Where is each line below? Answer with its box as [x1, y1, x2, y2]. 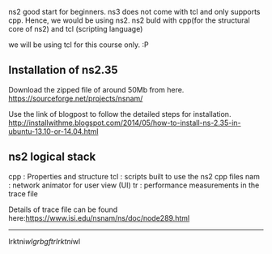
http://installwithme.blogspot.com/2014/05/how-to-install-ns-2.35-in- [8, 118, 241, 127]
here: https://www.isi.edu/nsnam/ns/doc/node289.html [8, 213, 190, 222]
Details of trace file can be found [8, 204, 118, 214]
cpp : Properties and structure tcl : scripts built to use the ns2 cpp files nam [8, 171, 261, 181]
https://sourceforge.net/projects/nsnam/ [8, 93, 143, 103]
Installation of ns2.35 [8, 63, 119, 77]
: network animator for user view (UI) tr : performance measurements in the [8, 180, 260, 190]
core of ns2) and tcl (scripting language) [8, 24, 143, 33]
